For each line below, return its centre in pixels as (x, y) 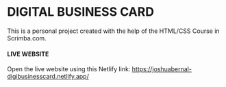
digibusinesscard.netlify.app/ (48, 77)
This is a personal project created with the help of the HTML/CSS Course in (114, 31)
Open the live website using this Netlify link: (69, 69)
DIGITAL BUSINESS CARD (80, 12)
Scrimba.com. (27, 38)
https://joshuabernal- (162, 69)
